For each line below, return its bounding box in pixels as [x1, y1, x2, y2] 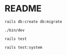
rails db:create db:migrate [4, 19, 63, 24]
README [4, 3, 42, 14]
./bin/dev [4, 27, 25, 32]
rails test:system [4, 45, 42, 50]
